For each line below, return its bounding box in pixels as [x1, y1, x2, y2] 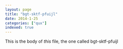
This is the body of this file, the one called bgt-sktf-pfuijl [5, 38, 119, 44]
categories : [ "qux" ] [5, 20, 47, 26]
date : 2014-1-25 [5, 16, 38, 21]
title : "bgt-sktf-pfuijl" [5, 12, 58, 16]
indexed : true [5, 25, 34, 30]
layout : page [5, 7, 32, 12]
